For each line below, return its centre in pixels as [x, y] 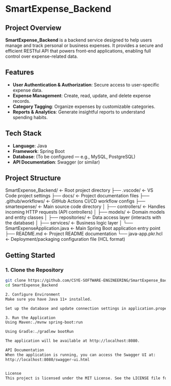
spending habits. [30, 117]
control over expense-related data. [42, 56]
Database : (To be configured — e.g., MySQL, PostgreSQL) [74, 156]
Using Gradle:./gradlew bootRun [39, 332]
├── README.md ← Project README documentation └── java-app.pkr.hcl [84, 234]
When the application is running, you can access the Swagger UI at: [81, 355]
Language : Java [30, 146]
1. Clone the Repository [34, 270]
